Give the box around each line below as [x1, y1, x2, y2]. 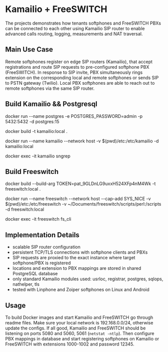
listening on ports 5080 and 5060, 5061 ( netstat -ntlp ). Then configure [5, 330, 154, 336]
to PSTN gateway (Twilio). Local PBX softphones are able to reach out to [5, 80, 155, 86]
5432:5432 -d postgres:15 [5, 118, 59, 124]
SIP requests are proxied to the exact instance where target [12, 255, 135, 261]
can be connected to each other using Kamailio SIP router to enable [5, 25, 145, 31]
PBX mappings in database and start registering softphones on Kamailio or [5, 336, 159, 341]
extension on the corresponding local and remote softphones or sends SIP [5, 74, 159, 81]
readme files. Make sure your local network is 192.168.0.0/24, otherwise [5, 320, 153, 325]
